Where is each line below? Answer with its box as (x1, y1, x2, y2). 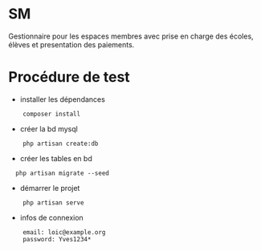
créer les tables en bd (19, 153, 92, 163)
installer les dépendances (19, 94, 106, 104)
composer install (22, 110, 81, 118)
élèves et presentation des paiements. (8, 39, 135, 49)
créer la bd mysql (19, 123, 78, 133)
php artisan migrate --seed (15, 169, 110, 177)
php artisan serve (22, 198, 84, 207)
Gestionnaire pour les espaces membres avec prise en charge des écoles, (8, 31, 255, 41)
